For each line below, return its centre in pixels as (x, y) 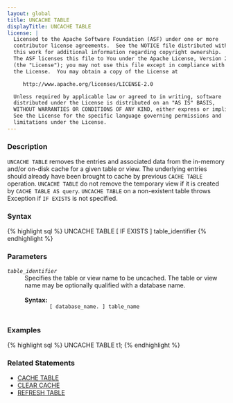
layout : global (29, 14)
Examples (24, 330)
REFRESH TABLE (41, 393)
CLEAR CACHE (38, 386)
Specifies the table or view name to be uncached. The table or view (121, 278)
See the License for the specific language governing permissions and (118, 116)
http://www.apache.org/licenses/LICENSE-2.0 (88, 84)
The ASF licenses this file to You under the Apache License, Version (118, 59)
